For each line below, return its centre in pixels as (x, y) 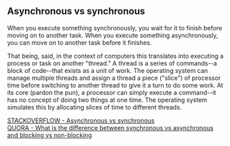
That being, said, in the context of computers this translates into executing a (115, 56)
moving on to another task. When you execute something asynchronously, (113, 35)
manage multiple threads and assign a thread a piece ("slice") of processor (114, 78)
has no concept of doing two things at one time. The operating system (107, 100)
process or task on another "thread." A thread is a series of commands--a (112, 63)
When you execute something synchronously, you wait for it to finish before (115, 28)
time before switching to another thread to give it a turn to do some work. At (115, 85)
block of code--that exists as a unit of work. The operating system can (108, 70)
